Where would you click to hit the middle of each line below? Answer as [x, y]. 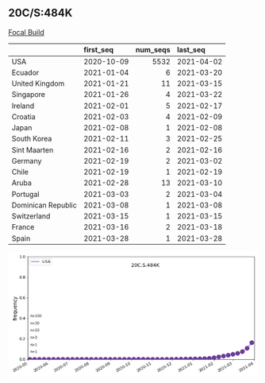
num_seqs [153, 50]
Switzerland [31, 216]
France [23, 227]
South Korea [32, 139]
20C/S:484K [40, 13]
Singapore [29, 95]
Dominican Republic [44, 205]
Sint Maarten [33, 149]
